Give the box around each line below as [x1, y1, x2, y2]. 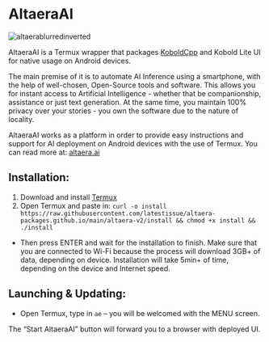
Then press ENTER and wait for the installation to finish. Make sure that [19, 238, 258, 247]
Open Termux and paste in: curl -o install [19, 201, 167, 210]
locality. [8, 114, 35, 124]
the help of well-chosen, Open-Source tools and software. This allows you [8, 80, 256, 90]
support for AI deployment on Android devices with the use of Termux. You [8, 138, 258, 148]
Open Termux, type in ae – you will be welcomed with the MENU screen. [19, 308, 260, 318]
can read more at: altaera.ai [8, 147, 100, 157]
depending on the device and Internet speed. [19, 264, 171, 273]
